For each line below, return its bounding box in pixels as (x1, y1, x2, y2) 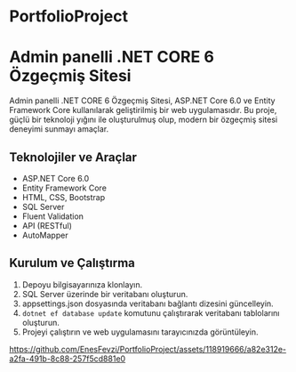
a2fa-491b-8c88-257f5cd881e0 (9, 353, 126, 364)
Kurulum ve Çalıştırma (9, 255, 136, 271)
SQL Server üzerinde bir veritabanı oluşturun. (21, 288, 188, 299)
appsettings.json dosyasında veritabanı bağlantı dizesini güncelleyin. (21, 298, 274, 309)
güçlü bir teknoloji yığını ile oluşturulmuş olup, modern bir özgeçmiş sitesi (9, 114, 278, 125)
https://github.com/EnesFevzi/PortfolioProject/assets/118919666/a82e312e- (9, 344, 287, 354)
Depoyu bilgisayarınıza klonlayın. (21, 279, 143, 290)
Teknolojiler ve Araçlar (9, 150, 138, 165)
